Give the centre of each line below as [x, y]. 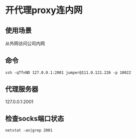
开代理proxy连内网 [44, 10]
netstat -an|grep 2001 [29, 130]
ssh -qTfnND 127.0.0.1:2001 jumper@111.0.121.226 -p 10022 [68, 73]
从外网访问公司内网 [25, 43]
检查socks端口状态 [35, 119]
